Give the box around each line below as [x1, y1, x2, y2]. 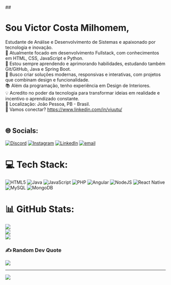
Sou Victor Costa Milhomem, [5, 22, 130, 34]
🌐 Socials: [5, 127, 39, 135]
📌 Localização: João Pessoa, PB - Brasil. [5, 101, 90, 107]
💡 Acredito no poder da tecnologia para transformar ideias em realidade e [5, 90, 160, 96]
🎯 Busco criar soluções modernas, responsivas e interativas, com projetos [5, 71, 161, 77]
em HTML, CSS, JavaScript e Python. [5, 55, 84, 61]
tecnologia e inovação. [5, 44, 53, 50]
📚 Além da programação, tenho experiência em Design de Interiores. [5, 82, 151, 89]
